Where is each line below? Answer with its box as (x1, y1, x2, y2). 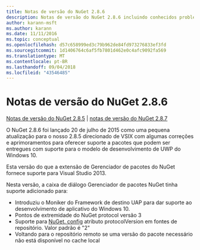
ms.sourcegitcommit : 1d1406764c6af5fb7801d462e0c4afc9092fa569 (6, 48, 167, 54)
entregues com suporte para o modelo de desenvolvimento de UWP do (6, 145, 181, 152)
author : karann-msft (6, 20, 58, 26)
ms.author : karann (6, 25, 52, 32)
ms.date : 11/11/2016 (6, 31, 58, 37)
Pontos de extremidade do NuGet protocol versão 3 (14, 212, 142, 219)
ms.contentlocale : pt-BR (6, 58, 68, 64)
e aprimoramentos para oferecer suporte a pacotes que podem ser (6, 139, 171, 146)
